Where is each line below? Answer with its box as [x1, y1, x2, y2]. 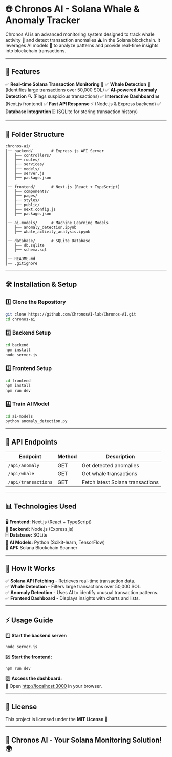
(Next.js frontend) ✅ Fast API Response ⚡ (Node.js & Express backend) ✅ [5, 101, 161, 107]
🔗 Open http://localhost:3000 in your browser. [5, 682, 102, 689]
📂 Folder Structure [5, 130, 65, 139]
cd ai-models [5, 414, 33, 419]
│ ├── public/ [5, 202, 40, 207]
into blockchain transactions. [5, 47, 67, 54]
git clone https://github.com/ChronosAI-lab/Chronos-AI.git [5, 312, 137, 317]
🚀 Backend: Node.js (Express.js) [5, 526, 74, 532]
